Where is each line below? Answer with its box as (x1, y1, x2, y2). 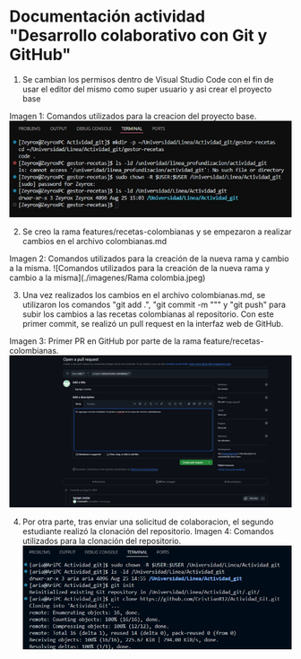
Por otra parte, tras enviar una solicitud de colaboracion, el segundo (21, 516, 274, 527)
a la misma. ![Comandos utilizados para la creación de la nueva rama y (9, 262, 271, 273)
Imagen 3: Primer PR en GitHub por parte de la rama (9, 335, 202, 347)
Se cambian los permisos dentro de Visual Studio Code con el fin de (21, 74, 274, 84)
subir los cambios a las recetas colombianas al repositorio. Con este (21, 308, 275, 320)
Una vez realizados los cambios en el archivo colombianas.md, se (21, 289, 266, 300)
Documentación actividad (9, 6, 206, 27)
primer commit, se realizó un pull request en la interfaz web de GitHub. (21, 318, 284, 329)
